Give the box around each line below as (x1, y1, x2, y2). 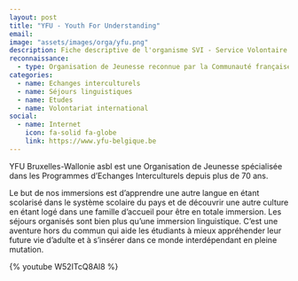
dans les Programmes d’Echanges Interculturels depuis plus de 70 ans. (9, 170, 269, 181)
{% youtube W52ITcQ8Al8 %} (9, 261, 119, 271)
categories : (9, 71, 53, 80)
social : (9, 112, 38, 121)
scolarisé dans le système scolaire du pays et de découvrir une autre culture (9, 197, 289, 207)
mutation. (9, 244, 44, 254)
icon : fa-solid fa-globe (25, 129, 117, 137)
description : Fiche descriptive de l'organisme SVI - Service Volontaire (9, 46, 288, 55)
